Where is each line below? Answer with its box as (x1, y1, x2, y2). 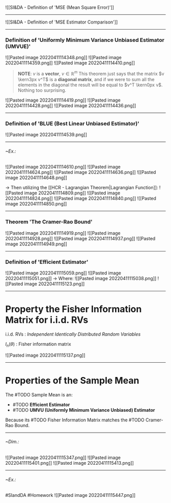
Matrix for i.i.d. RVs (5, 314, 89, 326)
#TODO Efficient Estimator (12, 401, 70, 408)
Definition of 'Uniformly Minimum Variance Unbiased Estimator (5, 36, 164, 43)
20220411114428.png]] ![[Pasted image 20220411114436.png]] (5, 102, 136, 109)
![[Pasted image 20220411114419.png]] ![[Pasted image (5, 97, 121, 103)
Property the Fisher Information (5, 304, 142, 315)
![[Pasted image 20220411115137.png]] (5, 352, 85, 358)
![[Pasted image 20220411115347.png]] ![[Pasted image (5, 454, 121, 461)
